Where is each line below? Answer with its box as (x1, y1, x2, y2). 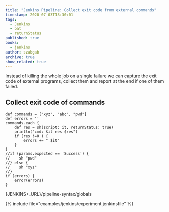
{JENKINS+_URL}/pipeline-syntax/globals (5, 191, 92, 197)
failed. (5, 84, 19, 90)
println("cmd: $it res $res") (14, 129, 78, 134)
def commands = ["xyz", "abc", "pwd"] (5, 112, 87, 117)
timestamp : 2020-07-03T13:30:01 (5, 12, 73, 17)
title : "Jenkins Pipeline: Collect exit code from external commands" (5, 7, 157, 13)
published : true (5, 36, 39, 41)
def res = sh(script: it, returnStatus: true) (14, 125, 114, 130)
